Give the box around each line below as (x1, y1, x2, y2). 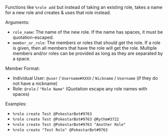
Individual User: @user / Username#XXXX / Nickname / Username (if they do (12, 75, 158, 81)
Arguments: (5, 20, 30, 25)
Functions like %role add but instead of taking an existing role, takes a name (5, 5, 163, 10)
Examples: (5, 101, 27, 107)
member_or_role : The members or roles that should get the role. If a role (12, 40, 160, 46)
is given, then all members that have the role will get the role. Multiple (12, 45, 157, 51)
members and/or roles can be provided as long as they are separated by (12, 50, 163, 56)
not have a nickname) (12, 80, 58, 86)
